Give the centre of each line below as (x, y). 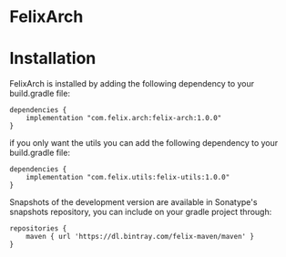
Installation (53, 59)
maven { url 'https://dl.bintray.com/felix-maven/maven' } (140, 237)
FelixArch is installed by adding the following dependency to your (132, 84)
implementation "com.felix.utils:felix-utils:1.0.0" (128, 178)
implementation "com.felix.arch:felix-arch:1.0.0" (124, 118)
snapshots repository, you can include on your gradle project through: (141, 212)
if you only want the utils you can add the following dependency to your (144, 143)
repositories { (38, 229)
